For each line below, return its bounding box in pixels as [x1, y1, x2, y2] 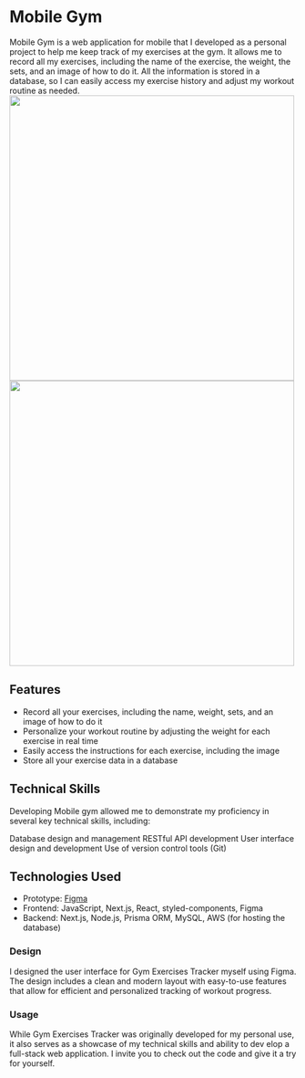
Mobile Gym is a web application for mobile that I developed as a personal [9, 37, 287, 47]
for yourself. [9, 1057, 56, 1069]
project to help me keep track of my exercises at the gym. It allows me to [9, 46, 282, 57]
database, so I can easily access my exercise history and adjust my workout [9, 75, 295, 86]
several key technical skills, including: [9, 815, 151, 826]
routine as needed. [9, 85, 80, 96]
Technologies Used [9, 869, 121, 884]
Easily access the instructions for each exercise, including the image [22, 745, 280, 756]
